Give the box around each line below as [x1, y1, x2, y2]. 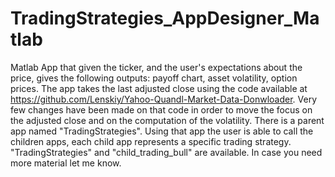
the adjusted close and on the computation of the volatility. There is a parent [10, 114, 325, 126]
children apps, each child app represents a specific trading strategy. [10, 135, 292, 147]
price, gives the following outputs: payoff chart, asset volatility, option [10, 72, 298, 84]
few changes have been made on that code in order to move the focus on [10, 103, 313, 116]
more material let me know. [10, 157, 122, 169]
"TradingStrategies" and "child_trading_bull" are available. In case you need [10, 146, 323, 158]
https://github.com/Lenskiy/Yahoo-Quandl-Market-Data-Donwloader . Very [10, 93, 318, 105]
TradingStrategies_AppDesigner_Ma [10, 7, 320, 30]
